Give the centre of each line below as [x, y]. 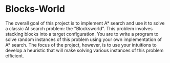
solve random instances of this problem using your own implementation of [84, 39]
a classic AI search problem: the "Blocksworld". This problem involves [79, 28]
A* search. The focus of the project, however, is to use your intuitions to [81, 45]
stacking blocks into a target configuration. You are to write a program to [82, 34]
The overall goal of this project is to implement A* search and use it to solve [85, 23]
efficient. [15, 56]
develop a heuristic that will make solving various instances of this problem [84, 50]
